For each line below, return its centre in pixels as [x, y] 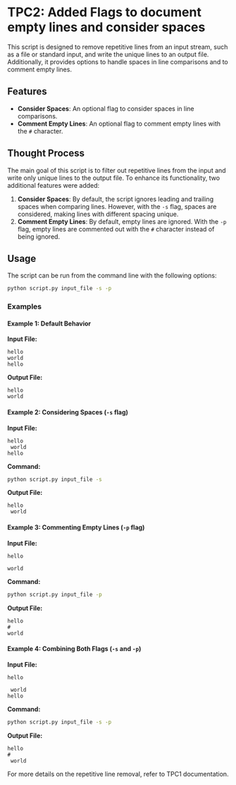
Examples [25, 306]
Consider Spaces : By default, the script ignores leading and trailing [115, 199]
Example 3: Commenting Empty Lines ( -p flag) [76, 527]
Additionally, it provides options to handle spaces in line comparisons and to [118, 61]
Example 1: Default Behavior [49, 323]
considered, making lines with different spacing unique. [98, 214]
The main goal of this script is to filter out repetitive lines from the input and [117, 170]
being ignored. [39, 236]
